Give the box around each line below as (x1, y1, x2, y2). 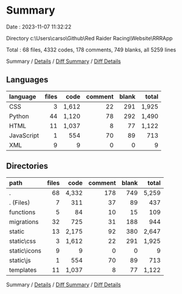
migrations (9, 218, 39, 226)
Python (9, 112, 30, 120)
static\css (9, 237, 36, 245)
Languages (6, 75, 49, 85)
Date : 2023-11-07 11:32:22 (6, 23, 72, 30)
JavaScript (9, 131, 40, 139)
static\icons (9, 247, 41, 255)
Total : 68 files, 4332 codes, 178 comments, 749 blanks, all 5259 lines (6, 46, 177, 53)
